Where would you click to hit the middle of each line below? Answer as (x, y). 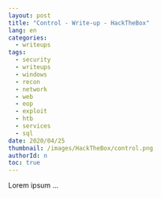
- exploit (31, 112)
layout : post (30, 15)
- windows (31, 74)
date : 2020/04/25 (37, 141)
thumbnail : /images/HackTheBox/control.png (81, 148)
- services (33, 126)
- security (33, 60)
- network (31, 89)
